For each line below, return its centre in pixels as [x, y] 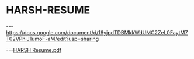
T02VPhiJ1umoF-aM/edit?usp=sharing [53, 39]
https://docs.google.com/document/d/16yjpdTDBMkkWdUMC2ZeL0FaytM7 [97, 32]
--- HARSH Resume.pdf [34, 50]
